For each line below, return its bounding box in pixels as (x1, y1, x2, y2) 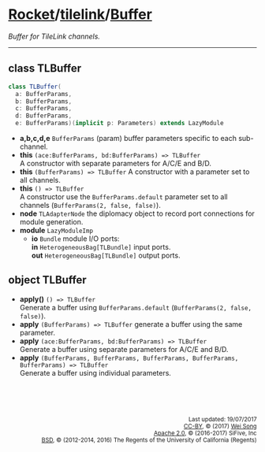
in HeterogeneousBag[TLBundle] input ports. (31, 243, 171, 251)
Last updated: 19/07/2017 (188, 415, 257, 423)
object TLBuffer (8, 273, 87, 287)
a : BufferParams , (15, 90, 73, 98)
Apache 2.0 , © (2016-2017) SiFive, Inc (153, 429, 257, 437)
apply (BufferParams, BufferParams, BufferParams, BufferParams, (19, 353, 239, 362)
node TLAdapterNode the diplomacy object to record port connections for (19, 209, 255, 218)
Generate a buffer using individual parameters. (19, 368, 172, 377)
